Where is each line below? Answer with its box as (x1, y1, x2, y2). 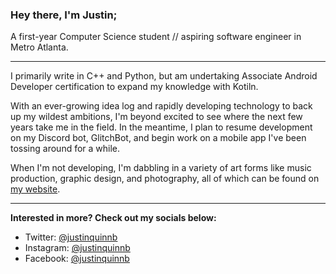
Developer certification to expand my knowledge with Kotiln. (10, 81, 259, 93)
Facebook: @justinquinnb (24, 253, 130, 265)
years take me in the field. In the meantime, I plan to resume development (10, 121, 313, 133)
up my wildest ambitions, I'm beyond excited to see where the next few (10, 111, 303, 123)
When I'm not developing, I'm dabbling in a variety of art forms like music (10, 162, 312, 174)
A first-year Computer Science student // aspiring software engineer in (10, 31, 302, 43)
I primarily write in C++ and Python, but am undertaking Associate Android (10, 70, 318, 82)
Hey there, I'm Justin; (10, 8, 118, 22)
